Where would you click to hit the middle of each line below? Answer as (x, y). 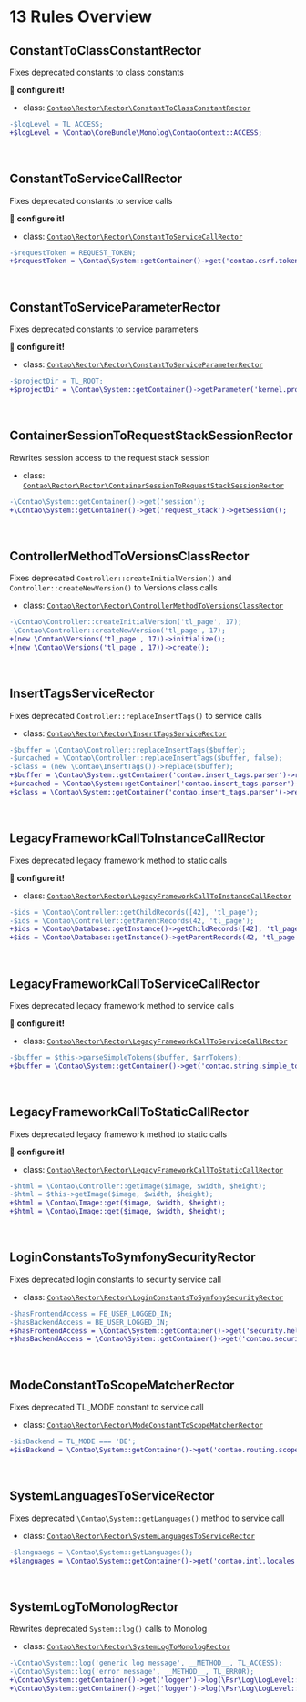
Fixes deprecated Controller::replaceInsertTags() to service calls (136, 715)
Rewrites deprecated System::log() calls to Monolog (108, 1629)
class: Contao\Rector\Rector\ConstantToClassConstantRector (137, 108)
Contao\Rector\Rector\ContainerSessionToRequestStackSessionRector (153, 486)
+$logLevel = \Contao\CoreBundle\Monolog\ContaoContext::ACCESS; (136, 133)
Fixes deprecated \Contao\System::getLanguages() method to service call (147, 1518)
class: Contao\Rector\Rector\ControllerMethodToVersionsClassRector (153, 605)
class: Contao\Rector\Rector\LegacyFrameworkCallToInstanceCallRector (157, 896)
